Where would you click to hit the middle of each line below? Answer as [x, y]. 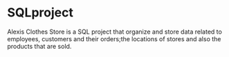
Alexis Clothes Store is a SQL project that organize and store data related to [115, 32]
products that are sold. [39, 46]
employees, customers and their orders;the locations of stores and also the [114, 38]
